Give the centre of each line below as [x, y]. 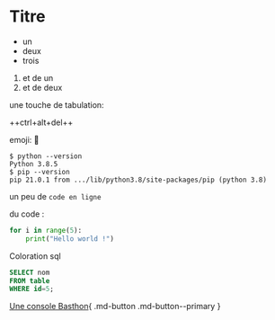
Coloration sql [35, 256]
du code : [27, 214]
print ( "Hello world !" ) [70, 239]
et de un [38, 77]
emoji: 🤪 [24, 139]
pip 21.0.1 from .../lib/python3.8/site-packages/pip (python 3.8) [138, 180]
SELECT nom [30, 272]
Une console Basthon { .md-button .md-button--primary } [115, 307]
